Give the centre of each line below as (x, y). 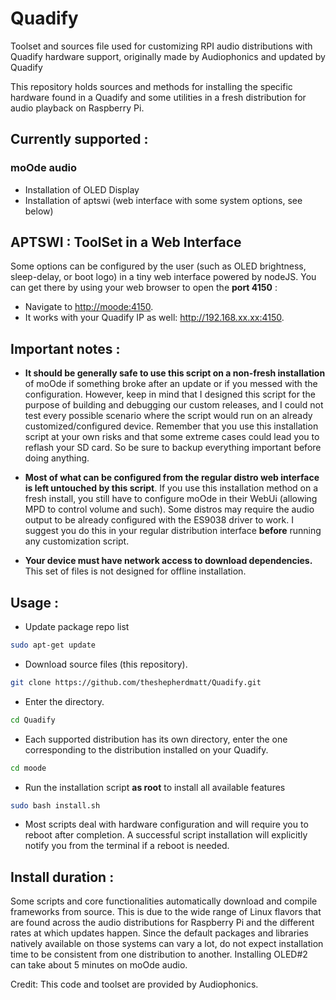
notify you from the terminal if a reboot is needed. (127, 846)
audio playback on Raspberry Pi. (77, 108)
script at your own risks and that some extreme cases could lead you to (172, 437)
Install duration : (62, 877)
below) (39, 211)
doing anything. (57, 458)
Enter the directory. (64, 701)
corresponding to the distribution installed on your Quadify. (146, 749)
